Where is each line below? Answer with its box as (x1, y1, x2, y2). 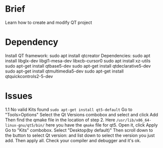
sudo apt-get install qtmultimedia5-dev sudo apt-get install (5, 68, 124, 74)
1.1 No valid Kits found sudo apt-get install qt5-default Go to (5, 106, 133, 112)
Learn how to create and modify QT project (5, 19, 92, 25)
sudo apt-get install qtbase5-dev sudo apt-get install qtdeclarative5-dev (5, 63, 151, 69)
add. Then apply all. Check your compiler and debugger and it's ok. (5, 137, 141, 143)
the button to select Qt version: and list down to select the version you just (5, 132, 155, 138)
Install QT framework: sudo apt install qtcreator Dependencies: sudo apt (5, 53, 150, 58)
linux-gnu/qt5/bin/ (5, 123, 45, 128)
